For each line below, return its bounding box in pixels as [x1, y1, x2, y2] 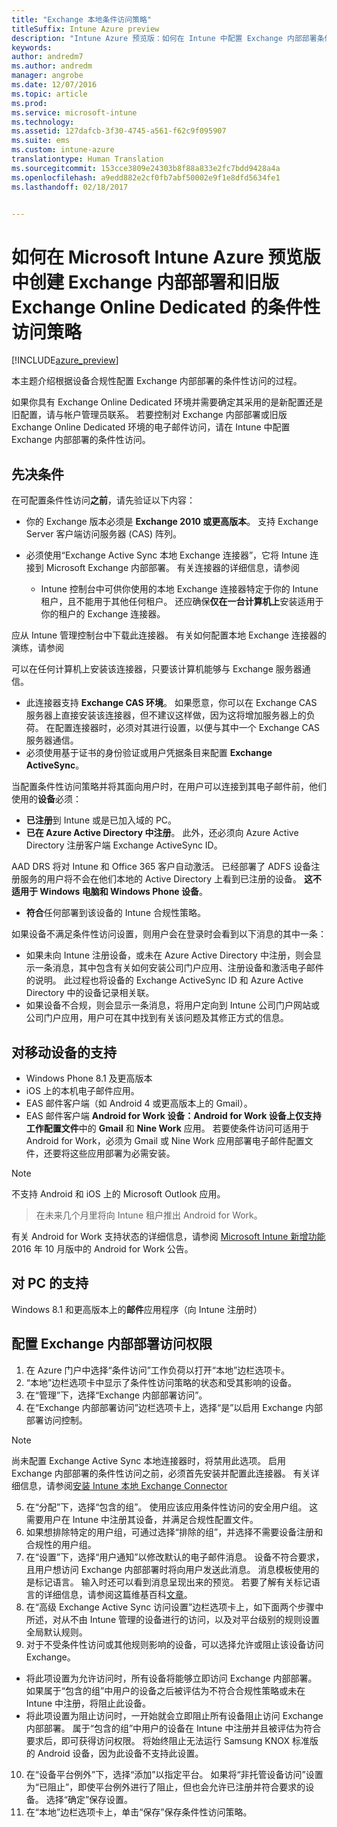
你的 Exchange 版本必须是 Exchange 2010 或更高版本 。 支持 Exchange [25, 516, 319, 528]
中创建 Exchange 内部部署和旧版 [11, 271, 279, 293]
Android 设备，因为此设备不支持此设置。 [37, 1747, 204, 1759]
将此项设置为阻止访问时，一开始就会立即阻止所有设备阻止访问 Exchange [25, 1709, 324, 1721]
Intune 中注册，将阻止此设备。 [25, 1697, 152, 1709]
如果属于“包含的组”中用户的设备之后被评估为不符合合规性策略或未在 [25, 1684, 306, 1696]
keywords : [11, 42, 53, 53]
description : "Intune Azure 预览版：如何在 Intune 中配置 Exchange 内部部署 [11, 33, 318, 43]
